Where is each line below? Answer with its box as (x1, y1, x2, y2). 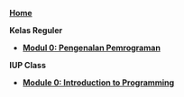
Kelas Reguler (9, 25, 63, 35)
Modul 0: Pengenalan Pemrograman (22, 42, 161, 53)
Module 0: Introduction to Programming (22, 77, 175, 88)
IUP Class (9, 60, 47, 70)
